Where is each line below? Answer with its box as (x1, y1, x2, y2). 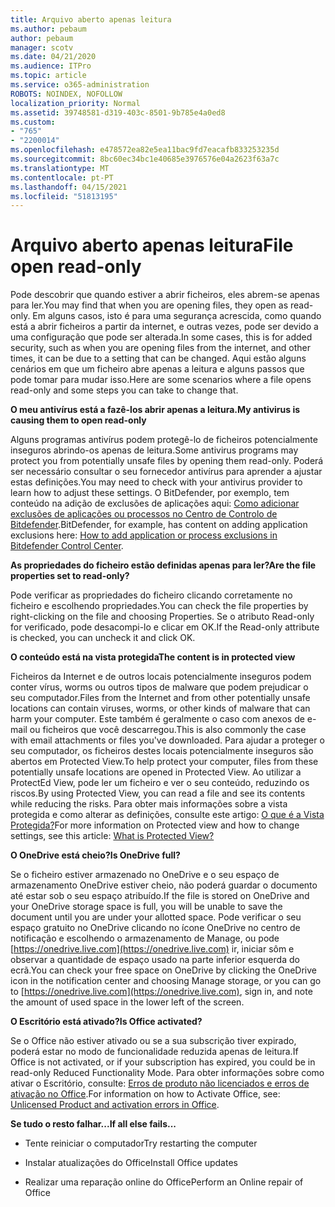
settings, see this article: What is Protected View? (10, 830, 215, 842)
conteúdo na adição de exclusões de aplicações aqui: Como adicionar (10, 497, 300, 510)
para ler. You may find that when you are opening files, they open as (10, 299, 289, 311)
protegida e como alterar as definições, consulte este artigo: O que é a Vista (10, 809, 325, 821)
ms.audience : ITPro (10, 61, 92, 71)
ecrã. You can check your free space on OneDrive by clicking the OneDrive (10, 964, 318, 976)
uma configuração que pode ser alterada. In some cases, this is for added (10, 331, 313, 343)
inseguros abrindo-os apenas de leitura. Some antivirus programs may (10, 444, 299, 456)
